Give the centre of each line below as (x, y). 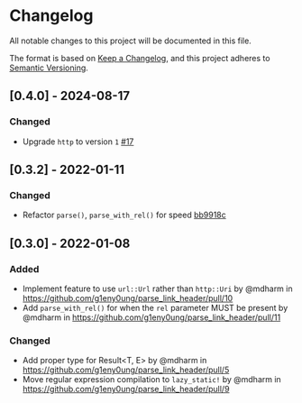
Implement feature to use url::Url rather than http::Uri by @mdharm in (157, 289)
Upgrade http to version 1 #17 (78, 142)
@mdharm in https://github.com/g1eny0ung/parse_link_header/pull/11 (151, 317)
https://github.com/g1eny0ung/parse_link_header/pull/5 (126, 370)
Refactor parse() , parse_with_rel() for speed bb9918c (124, 215)
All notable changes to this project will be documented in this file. (131, 41)
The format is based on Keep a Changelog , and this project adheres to (140, 58)
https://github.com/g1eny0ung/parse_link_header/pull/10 (128, 298)
